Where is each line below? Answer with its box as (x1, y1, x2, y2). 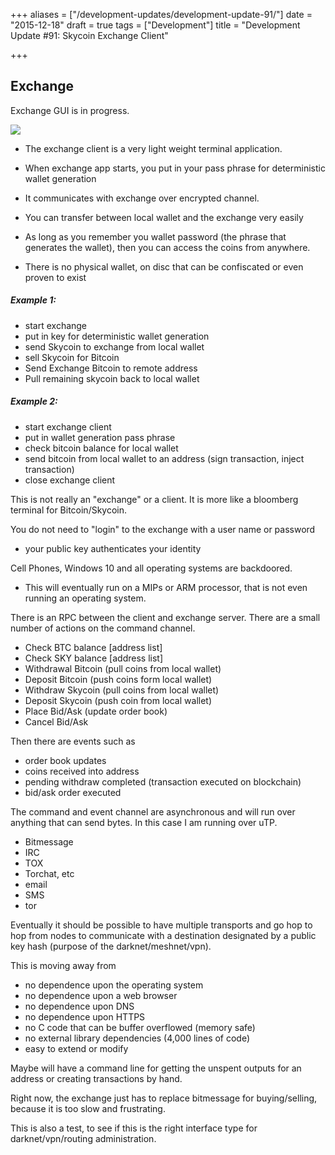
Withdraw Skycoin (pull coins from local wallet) (24, 684, 220, 696)
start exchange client (24, 420, 112, 433)
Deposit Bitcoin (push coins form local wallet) (24, 673, 213, 685)
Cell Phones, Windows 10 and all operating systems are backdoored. (10, 562, 293, 574)
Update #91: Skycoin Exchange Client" (10, 30, 169, 41)
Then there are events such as (10, 735, 136, 747)
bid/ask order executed (24, 786, 122, 798)
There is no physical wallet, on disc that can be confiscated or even (24, 260, 304, 273)
